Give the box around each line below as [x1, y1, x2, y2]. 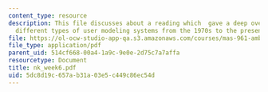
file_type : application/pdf [8, 42, 102, 50]
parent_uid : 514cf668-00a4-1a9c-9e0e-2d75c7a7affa [8, 49, 180, 57]
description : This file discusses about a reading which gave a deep [8, 19, 248, 27]
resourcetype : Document [8, 57, 88, 65]
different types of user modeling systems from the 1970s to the [15, 26, 238, 34]
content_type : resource [8, 11, 88, 20]
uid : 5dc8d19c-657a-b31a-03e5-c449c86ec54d [8, 71, 156, 79]
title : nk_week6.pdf [8, 64, 77, 72]
